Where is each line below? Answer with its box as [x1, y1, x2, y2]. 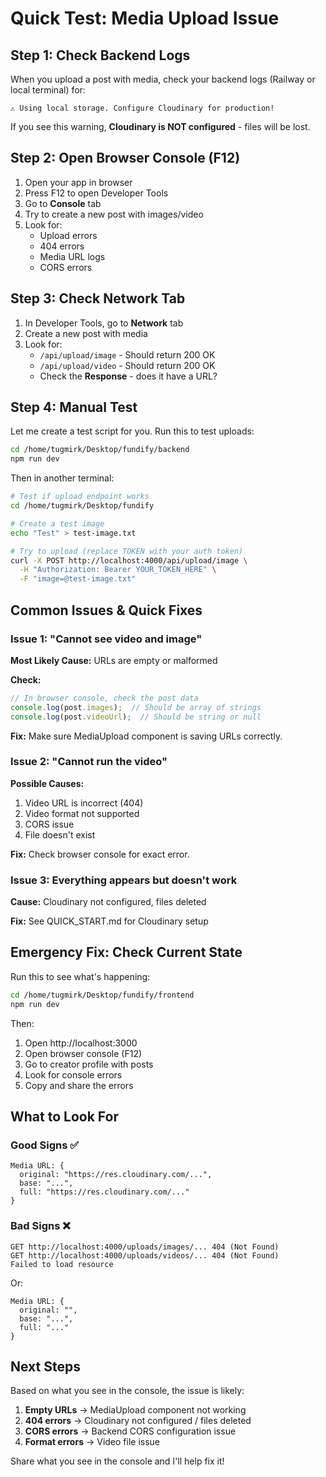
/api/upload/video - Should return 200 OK [39, 359, 216, 371]
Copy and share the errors [24, 1079, 134, 1091]
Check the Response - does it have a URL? [39, 370, 218, 382]
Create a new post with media [24, 327, 148, 339]
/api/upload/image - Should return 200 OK [39, 348, 216, 361]
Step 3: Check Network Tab [10, 290, 186, 307]
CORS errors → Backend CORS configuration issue [24, 1425, 237, 1437]
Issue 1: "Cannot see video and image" [10, 632, 203, 646]
